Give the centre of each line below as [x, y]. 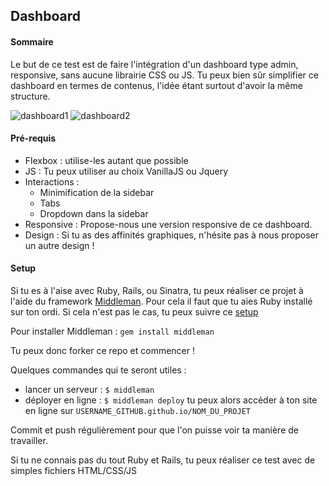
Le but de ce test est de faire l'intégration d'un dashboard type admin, [154, 64]
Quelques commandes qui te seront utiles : [98, 370]
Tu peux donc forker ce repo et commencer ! [103, 350]
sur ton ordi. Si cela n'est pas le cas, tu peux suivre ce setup [134, 312]
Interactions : [52, 181]
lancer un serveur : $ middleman [89, 389]
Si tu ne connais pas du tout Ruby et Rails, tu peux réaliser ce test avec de [163, 460]
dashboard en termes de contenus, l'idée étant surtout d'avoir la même [156, 85]
